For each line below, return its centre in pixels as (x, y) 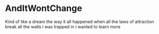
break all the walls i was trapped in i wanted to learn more (63, 26)
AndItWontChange (44, 8)
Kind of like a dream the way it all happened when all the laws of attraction (80, 22)
